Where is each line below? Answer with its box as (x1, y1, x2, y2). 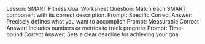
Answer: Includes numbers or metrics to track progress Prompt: (6, 24, 168, 31)
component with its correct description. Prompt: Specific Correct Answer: (6, 11, 193, 19)
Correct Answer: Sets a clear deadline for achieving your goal (24, 31, 180, 38)
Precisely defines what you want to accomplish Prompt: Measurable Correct (6, 18, 199, 25)
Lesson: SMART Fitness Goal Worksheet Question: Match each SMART (6, 5, 186, 12)
